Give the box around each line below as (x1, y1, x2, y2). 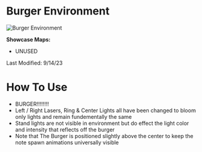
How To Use (6, 80, 68, 94)
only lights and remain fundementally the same (15, 113, 132, 120)
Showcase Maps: (6, 36, 51, 43)
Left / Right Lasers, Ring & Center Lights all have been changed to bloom (15, 107, 197, 114)
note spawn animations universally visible (15, 139, 119, 146)
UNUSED (15, 47, 38, 55)
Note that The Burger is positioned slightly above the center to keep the (15, 132, 194, 139)
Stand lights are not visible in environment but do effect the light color (15, 119, 189, 127)
